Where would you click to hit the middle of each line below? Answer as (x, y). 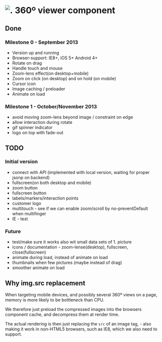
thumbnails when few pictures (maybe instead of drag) (67, 263)
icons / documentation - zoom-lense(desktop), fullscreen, (70, 247)
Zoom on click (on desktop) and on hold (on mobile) (64, 78)
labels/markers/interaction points (45, 198)
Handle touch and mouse (37, 68)
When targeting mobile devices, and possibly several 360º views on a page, (81, 294)
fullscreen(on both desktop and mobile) (52, 183)
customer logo (27, 203)
